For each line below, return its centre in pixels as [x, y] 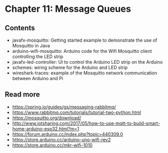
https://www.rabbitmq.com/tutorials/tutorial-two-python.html [77, 112]
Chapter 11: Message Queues [68, 9]
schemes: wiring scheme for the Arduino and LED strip [70, 68]
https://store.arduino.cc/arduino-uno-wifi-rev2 [61, 140]
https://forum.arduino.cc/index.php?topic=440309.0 [68, 134]
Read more [23, 95]
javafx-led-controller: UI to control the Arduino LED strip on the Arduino [88, 62]
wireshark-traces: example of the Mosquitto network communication [85, 73]
